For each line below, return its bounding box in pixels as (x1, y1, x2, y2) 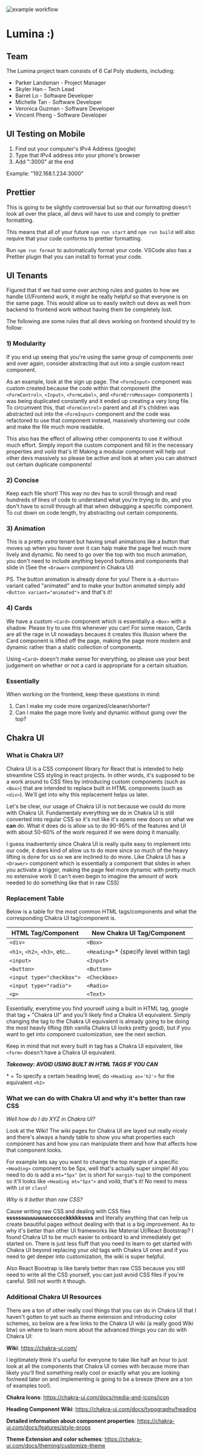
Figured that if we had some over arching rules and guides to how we (6, 286, 179, 294)
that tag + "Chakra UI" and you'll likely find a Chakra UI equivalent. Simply (6, 1011, 191, 1018)
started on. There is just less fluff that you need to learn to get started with (6, 1240, 192, 1247)
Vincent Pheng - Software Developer (15, 111, 107, 119)
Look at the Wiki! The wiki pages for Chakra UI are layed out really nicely (6, 1127, 188, 1135)
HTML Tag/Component (11, 929, 79, 937)
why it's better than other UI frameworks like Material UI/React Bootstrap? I (6, 1227, 194, 1234)
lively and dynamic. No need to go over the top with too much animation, (6, 551, 188, 559)
